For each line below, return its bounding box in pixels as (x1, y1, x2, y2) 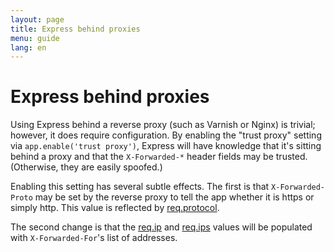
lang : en (10, 42, 47, 53)
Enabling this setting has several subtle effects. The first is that (10, 181, 270, 193)
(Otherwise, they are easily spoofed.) (10, 161, 163, 173)
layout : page (10, 14, 65, 25)
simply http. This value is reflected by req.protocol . (10, 202, 220, 214)
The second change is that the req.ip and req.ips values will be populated (10, 221, 313, 233)
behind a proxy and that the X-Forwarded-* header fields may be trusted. (10, 151, 308, 163)
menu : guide (10, 33, 60, 43)
